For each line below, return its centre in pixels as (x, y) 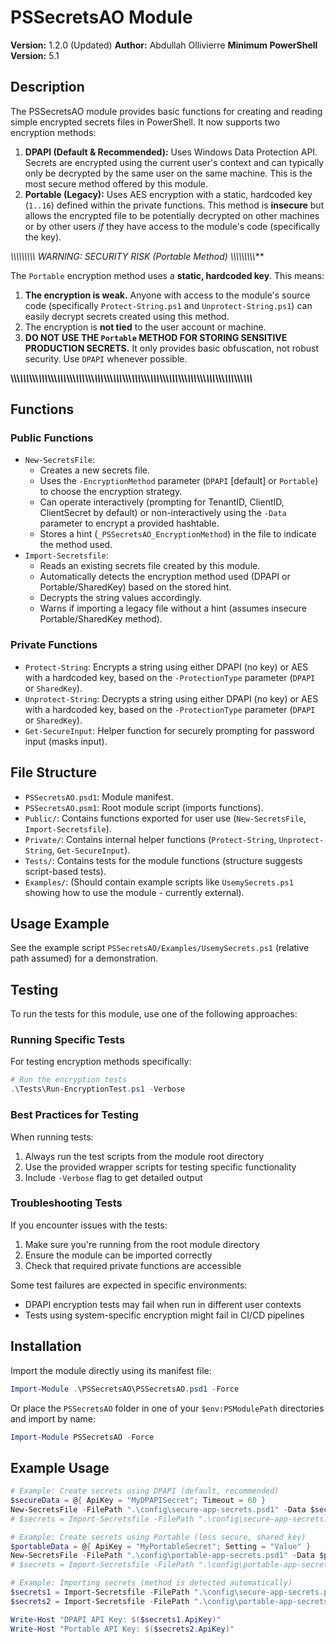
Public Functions (52, 438)
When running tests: (52, 1137)
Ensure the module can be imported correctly (118, 1255)
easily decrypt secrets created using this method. (127, 316)
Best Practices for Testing (74, 1115)
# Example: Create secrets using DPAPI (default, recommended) (145, 1491)
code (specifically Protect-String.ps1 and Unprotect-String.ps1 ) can (168, 305)
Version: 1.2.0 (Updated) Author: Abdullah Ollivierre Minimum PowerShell (164, 45)
